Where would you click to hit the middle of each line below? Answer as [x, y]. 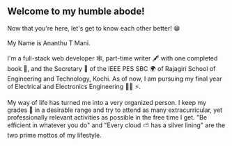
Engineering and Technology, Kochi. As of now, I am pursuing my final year [115, 79]
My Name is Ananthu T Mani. [49, 43]
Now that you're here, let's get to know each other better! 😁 [94, 28]
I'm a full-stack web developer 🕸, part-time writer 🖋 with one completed [113, 58]
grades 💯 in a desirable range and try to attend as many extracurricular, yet [115, 110]
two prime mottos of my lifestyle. [55, 135]
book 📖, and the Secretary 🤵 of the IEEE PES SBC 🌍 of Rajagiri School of [111, 68]
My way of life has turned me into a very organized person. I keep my [107, 102]
